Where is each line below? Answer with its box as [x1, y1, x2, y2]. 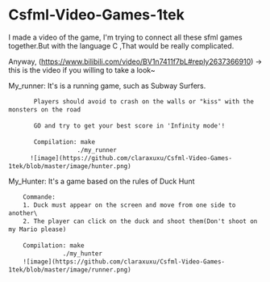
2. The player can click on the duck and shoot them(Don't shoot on [23, 217, 258, 225]
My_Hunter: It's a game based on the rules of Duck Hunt [8, 176, 195, 186]
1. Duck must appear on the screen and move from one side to [23, 200, 236, 209]
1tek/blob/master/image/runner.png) [8, 265, 131, 274]
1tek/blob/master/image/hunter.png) [8, 162, 131, 170]
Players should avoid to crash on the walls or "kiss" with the [33, 97, 254, 106]
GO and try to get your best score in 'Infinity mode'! [33, 121, 226, 130]
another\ [8, 208, 38, 217]
